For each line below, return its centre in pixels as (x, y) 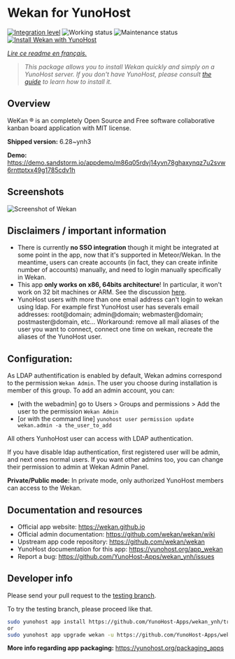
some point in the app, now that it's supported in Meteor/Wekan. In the (119, 255)
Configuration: (40, 359)
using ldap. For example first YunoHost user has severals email (108, 307)
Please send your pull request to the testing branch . (82, 595)
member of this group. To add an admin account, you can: (91, 390)
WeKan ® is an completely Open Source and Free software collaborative (111, 120)
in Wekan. (32, 277)
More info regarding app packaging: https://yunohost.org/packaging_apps (116, 648)
